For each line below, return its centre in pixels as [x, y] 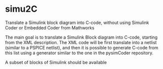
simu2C [21, 9]
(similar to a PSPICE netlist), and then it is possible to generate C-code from [82, 47]
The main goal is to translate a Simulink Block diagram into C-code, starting [81, 37]
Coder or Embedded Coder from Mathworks [50, 27]
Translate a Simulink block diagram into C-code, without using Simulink [77, 23]
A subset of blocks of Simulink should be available [56, 62]
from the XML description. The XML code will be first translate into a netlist [81, 42]
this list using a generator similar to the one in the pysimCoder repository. [79, 53]
